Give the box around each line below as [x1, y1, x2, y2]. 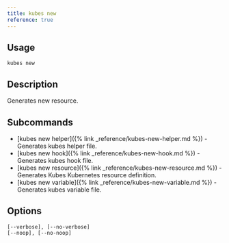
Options [7, 205, 42, 217]
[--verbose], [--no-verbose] [7, 223, 90, 230]
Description [7, 78, 58, 90]
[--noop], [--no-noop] [7, 229, 72, 236]
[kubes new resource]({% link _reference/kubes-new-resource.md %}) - [16, 164, 222, 172]
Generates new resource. [7, 97, 79, 105]
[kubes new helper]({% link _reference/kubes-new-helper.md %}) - [16, 134, 208, 142]
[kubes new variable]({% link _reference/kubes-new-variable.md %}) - [16, 178, 217, 186]
